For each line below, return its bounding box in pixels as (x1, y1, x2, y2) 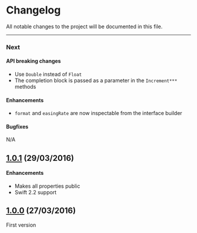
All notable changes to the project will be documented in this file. (6, 23, 163, 30)
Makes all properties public (14, 183, 80, 190)
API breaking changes (6, 58, 62, 65)
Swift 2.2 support (14, 189, 57, 196)
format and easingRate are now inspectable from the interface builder (14, 110, 183, 117)
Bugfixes (6, 123, 29, 130)
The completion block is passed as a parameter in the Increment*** (14, 77, 178, 84)
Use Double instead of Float (14, 71, 82, 78)
